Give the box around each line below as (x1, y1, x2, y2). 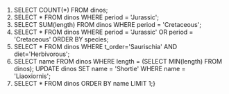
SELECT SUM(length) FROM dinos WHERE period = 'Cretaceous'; (13, 21, 202, 28)
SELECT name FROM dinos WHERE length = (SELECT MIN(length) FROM (13, 57, 223, 65)
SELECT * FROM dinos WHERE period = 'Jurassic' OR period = (13, 28, 194, 36)
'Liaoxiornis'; (13, 72, 51, 80)
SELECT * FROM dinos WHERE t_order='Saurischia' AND (13, 43, 178, 50)
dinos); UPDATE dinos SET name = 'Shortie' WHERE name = (13, 65, 186, 73)
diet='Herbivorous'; (13, 50, 70, 58)
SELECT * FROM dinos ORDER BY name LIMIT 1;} (13, 79, 156, 87)
